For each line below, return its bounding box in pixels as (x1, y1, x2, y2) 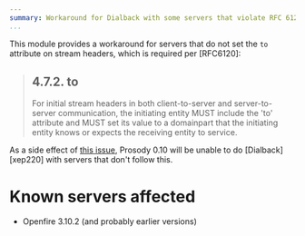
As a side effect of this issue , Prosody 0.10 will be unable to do (9, 144, 243, 155)
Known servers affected (9, 186, 196, 207)
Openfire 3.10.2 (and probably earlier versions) (22, 216, 197, 227)
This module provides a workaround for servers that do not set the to (9, 38, 269, 49)
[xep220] (9, 154, 44, 165)
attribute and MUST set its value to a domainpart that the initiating (31, 117, 279, 128)
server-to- (233, 98, 272, 109)
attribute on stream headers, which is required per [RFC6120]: (9, 47, 241, 59)
